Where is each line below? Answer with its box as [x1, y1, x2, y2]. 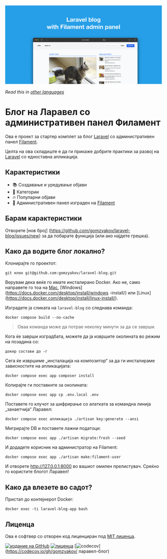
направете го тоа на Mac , [5, 284, 59, 290]
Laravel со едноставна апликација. [5, 153, 79, 159]
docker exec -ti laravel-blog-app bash [5, 507, 88, 512]
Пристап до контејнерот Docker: [5, 496, 74, 502]
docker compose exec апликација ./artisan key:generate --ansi [5, 417, 139, 421]
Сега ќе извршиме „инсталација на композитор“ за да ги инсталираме [5, 358, 155, 364]
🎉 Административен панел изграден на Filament [12, 200, 115, 206]
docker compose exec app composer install [5, 373, 94, 379]
